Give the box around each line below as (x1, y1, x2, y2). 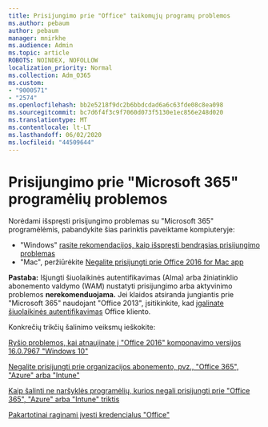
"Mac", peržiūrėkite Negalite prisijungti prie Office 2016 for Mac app (19, 257, 244, 267)
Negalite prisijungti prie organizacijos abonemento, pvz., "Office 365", (8, 362, 239, 372)
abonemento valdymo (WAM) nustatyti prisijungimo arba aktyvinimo (8, 281, 233, 291)
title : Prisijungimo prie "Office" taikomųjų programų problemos (8, 11, 230, 20)
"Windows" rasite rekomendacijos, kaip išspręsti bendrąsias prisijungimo (19, 240, 260, 250)
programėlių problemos (8, 190, 168, 208)
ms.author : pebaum (8, 19, 70, 27)
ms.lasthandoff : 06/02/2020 (8, 131, 102, 139)
